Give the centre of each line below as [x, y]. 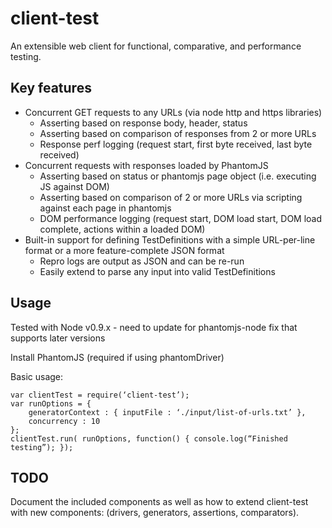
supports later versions [58, 338]
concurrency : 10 [64, 421]
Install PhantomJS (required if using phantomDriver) [117, 357]
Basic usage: [37, 376]
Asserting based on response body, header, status [143, 123]
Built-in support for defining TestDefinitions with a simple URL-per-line [170, 239]
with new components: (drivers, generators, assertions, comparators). [155, 513]
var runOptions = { [51, 403]
